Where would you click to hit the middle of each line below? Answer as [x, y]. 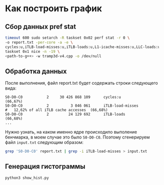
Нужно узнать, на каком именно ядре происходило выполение [71, 132]
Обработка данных [36, 71]
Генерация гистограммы [45, 167]
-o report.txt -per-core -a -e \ [39, 42]
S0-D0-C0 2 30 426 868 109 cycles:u [63, 97]
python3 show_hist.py [27, 178]
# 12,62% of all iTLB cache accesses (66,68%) [57, 110]
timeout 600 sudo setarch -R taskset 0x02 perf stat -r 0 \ [68, 38]
